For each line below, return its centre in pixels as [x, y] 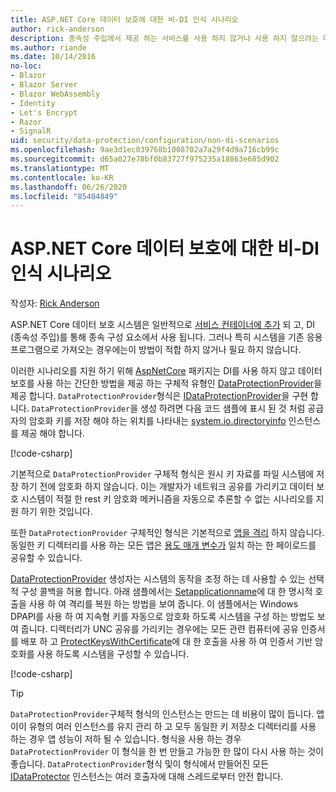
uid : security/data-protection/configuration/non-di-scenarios [145, 141]
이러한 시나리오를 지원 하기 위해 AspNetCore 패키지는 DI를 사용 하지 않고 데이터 [166, 371]
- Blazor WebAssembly [55, 94]
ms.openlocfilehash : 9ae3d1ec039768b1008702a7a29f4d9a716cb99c [145, 150]
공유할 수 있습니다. [46, 558]
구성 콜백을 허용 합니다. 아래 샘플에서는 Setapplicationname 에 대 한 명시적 [166, 592]
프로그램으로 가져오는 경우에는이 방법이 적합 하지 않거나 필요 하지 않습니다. [156, 350]
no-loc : [26, 66]
